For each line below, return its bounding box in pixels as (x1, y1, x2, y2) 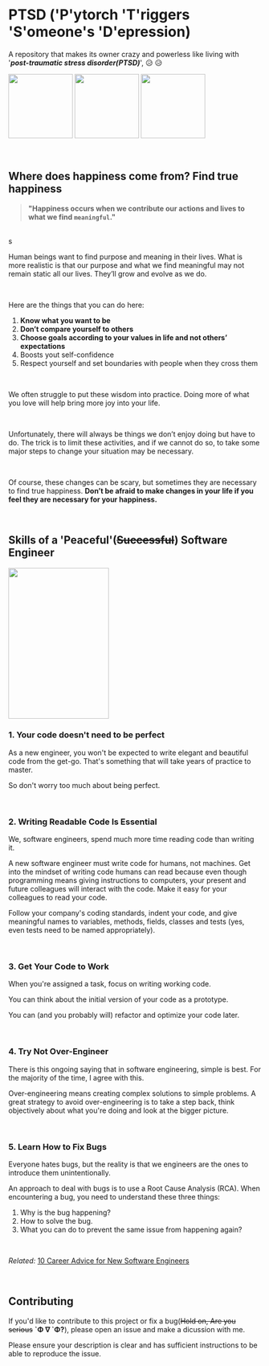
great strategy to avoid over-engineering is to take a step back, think (8, 1097, 235, 1106)
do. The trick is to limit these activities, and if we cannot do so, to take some (8, 437, 260, 447)
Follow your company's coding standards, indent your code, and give (8, 909, 238, 918)
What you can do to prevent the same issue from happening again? (19, 1224, 243, 1235)
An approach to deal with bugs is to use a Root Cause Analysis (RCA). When (8, 1183, 261, 1193)
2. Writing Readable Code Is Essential (8, 816, 157, 827)
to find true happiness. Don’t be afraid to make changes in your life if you (8, 486, 255, 495)
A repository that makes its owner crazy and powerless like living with (8, 49, 239, 59)
